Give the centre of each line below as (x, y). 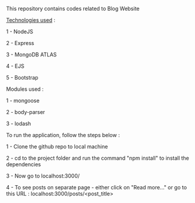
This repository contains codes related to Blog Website (73, 9)
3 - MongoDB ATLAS (32, 55)
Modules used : (25, 89)
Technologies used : (31, 20)
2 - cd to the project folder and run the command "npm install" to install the (98, 158)
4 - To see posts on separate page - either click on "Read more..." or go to (97, 187)
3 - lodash (19, 123)
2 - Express (20, 43)
